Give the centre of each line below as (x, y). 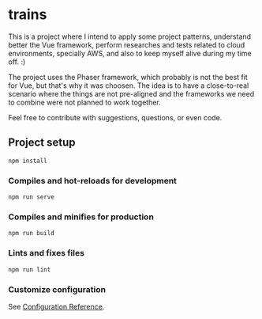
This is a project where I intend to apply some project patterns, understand (129, 36)
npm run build (32, 234)
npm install (28, 161)
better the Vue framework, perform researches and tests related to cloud (127, 44)
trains (28, 15)
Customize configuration (57, 289)
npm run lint (30, 270)
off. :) (17, 62)
